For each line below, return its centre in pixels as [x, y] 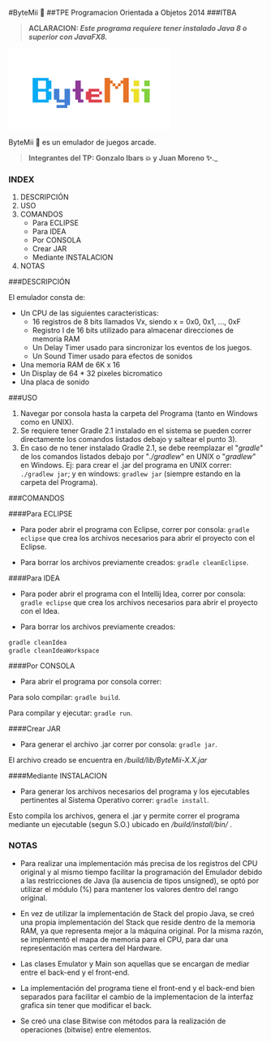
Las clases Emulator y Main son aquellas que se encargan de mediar [135, 963]
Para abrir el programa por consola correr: [91, 682]
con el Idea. [40, 611]
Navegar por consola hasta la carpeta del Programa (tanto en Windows [139, 414]
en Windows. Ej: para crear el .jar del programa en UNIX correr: [126, 465]
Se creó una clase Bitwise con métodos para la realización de [123, 1021]
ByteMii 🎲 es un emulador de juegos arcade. [82, 142]
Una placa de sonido [55, 382]
